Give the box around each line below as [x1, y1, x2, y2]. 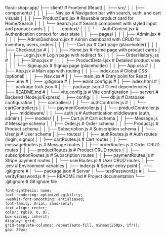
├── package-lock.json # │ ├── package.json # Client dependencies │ [5, 84, 152, 89]
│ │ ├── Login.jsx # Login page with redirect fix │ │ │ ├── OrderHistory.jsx [5, 52, 160, 58]
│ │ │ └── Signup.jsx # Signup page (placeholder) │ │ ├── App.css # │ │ [5, 62, 156, 68]
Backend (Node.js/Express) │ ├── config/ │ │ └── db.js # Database [5, 94, 145, 100]
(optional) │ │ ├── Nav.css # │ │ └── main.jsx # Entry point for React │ [5, 73, 152, 79]
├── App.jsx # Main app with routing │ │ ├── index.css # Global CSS [5, 68, 147, 74]
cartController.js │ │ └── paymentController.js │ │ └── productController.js [5, 105, 160, 111]
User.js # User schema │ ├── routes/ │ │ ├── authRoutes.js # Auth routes [5, 131, 157, 137]
